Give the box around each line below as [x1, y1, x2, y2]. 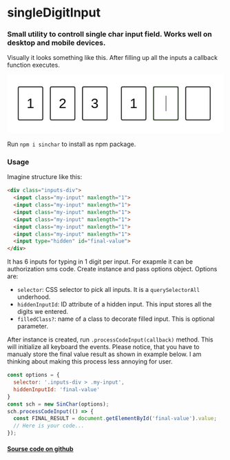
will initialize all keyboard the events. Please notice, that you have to [7, 343, 200, 351]
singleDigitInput [7, 5, 101, 21]
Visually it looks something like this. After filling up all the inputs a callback [7, 54, 218, 62]
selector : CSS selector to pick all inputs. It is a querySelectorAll [17, 286, 200, 294]
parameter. [17, 322, 48, 331]
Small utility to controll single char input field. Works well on [7, 30, 212, 39]
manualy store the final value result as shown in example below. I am [7, 350, 202, 359]
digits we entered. [17, 308, 69, 316]
